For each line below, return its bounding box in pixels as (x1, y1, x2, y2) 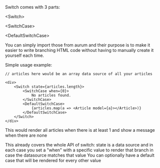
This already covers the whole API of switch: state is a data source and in (5, 142, 154, 147)
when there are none (5, 132, 48, 138)
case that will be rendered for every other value (5, 158, 102, 163)
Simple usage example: (5, 62, 53, 68)
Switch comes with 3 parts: (5, 4, 60, 10)
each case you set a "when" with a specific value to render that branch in (5, 147, 154, 153)
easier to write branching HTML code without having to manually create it (5, 48, 154, 53)
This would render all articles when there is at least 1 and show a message (5, 127, 155, 133)
